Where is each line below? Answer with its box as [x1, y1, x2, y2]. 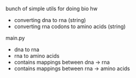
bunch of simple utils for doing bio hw [5, 5, 98, 12]
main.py [5, 35, 25, 41]
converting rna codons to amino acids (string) [14, 23, 126, 30]
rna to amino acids [14, 52, 60, 59]
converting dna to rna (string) [14, 17, 86, 23]
